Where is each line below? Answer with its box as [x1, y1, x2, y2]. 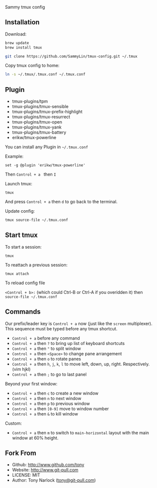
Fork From [5, 449, 36, 457]
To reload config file [5, 280, 45, 286]
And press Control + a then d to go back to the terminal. [5, 199, 118, 205]
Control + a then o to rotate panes [12, 356, 81, 361]
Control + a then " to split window [12, 345, 81, 351]
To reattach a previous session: [5, 262, 68, 268]
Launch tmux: [5, 181, 32, 187]
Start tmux [5, 231, 38, 239]
